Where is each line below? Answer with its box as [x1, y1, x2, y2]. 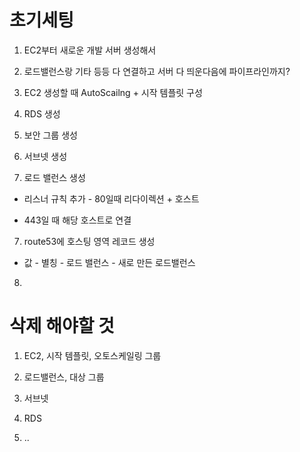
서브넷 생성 [23, 150, 68, 162]
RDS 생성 [23, 107, 61, 120]
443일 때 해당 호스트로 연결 [23, 214, 132, 226]
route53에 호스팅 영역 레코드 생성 [23, 235, 156, 247]
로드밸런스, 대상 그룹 [23, 371, 105, 383]
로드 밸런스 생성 [23, 171, 86, 183]
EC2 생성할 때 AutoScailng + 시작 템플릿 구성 [23, 86, 203, 98]
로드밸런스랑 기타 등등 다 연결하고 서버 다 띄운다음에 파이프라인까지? [23, 65, 291, 77]
